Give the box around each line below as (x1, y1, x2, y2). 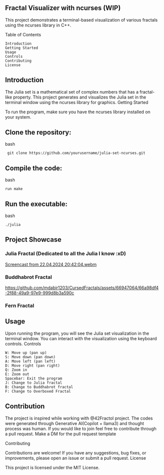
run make (5, 186, 23, 192)
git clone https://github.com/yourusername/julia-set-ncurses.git (7, 150, 146, 156)
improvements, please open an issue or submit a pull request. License (5, 455, 146, 461)
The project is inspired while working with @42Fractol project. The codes (5, 415, 153, 421)
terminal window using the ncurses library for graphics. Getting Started (5, 99, 148, 105)
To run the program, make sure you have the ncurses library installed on (5, 109, 151, 115)
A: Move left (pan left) (5, 359, 56, 364)
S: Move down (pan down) (5, 354, 56, 359)
